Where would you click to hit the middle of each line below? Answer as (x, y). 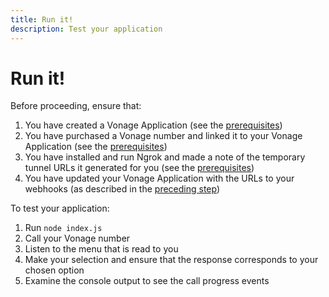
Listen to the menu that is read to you (101, 249)
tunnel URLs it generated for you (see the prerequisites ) (139, 168)
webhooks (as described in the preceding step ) (122, 189)
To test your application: (60, 208)
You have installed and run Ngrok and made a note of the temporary (165, 157)
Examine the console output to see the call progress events (147, 281)
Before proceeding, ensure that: (76, 106)
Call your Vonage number (77, 238)
